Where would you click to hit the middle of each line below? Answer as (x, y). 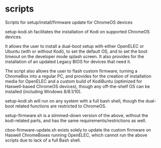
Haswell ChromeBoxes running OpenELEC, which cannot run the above (76, 135)
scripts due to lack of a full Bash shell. (43, 140)
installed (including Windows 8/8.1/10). (43, 91)
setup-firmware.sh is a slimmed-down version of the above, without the (77, 115)
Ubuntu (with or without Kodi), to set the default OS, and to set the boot (76, 51)
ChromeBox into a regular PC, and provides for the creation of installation (78, 76)
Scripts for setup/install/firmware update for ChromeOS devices (69, 22)
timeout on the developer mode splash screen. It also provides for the (75, 56)
